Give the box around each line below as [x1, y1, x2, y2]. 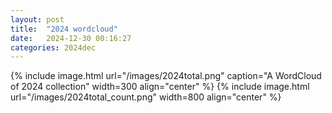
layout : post [10, 14, 65, 25]
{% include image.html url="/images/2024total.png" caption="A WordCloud [10, 70, 322, 82]
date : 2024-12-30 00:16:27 [10, 33, 132, 43]
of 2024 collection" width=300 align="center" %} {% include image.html [10, 81, 310, 93]
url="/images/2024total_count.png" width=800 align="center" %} [10, 91, 282, 103]
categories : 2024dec [10, 42, 97, 53]
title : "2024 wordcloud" [10, 24, 118, 34]
